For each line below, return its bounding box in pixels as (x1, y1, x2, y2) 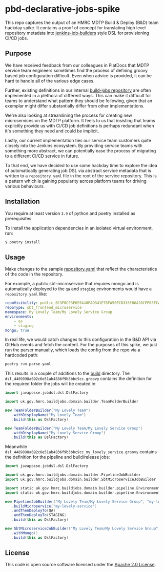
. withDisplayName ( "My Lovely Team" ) (11, 412, 86, 417)
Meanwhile (5, 444, 27, 450)
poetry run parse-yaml (5, 361, 51, 367)
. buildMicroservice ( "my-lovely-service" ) (11, 504, 97, 508)
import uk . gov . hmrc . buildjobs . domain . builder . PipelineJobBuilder (5, 472, 141, 477)
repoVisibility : (5, 300, 38, 306)
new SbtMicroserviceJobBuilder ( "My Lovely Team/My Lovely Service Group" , (5, 526, 161, 531)
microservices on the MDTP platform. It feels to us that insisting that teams (5, 117, 155, 123)
